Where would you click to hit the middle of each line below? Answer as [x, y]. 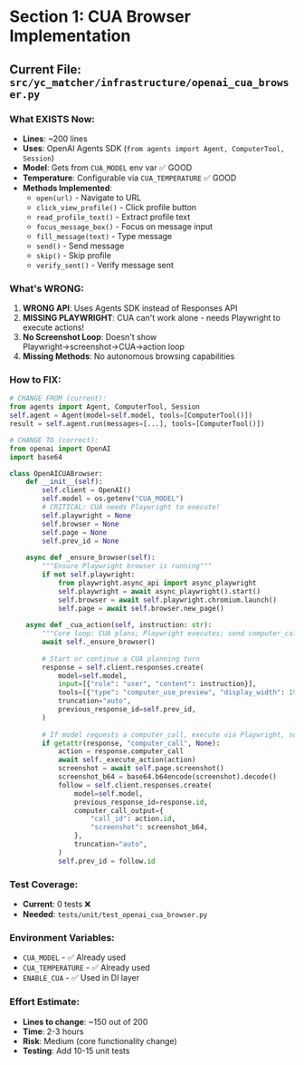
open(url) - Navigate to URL [89, 198]
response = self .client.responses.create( [123, 667]
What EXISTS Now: [52, 119]
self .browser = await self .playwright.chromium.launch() [167, 600]
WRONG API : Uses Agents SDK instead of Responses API [130, 308]
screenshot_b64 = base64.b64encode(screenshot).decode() [167, 777]
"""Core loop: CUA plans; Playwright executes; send [143, 634]
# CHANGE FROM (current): [58, 399]
